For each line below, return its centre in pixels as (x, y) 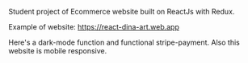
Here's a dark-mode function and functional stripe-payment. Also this (124, 42)
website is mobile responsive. (58, 51)
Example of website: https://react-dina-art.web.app (94, 27)
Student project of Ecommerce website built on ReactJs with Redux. (122, 12)
